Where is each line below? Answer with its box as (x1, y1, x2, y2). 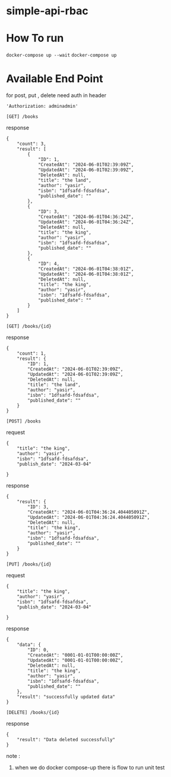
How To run (6, 32, 64, 45)
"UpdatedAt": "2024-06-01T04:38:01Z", (37, 271, 134, 278)
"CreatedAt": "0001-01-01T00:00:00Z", (27, 652, 123, 658)
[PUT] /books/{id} (6, 561, 52, 567)
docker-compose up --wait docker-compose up (6, 52, 117, 58)
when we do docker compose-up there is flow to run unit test (14, 764, 165, 771)
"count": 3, (17, 141, 46, 147)
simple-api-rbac (6, 4, 88, 18)
